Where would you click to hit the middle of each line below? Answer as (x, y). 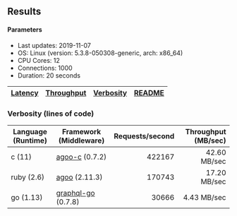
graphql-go (75, 193)
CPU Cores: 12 (38, 60)
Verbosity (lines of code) (51, 114)
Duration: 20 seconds (49, 75)
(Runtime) (30, 140)
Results (24, 12)
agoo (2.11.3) (79, 177)
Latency (25, 92)
